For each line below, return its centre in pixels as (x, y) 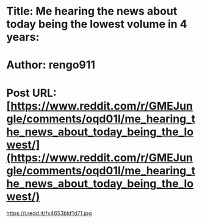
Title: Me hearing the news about (92, 11)
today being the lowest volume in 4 (97, 24)
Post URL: (31, 93)
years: (23, 37)
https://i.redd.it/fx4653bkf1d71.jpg (49, 213)
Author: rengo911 (51, 65)
